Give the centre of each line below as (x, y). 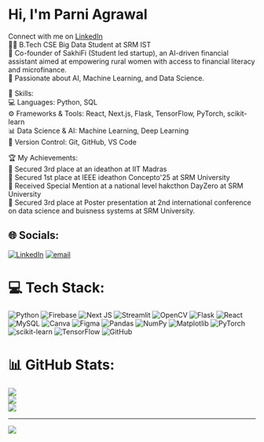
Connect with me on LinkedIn (56, 36)
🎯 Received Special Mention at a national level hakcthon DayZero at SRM (126, 186)
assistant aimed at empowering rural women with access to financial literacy (132, 61)
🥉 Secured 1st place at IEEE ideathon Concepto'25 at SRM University (119, 177)
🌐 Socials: (34, 236)
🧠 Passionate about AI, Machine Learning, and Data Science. (106, 78)
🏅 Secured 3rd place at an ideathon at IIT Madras (88, 169)
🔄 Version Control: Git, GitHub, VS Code (73, 142)
